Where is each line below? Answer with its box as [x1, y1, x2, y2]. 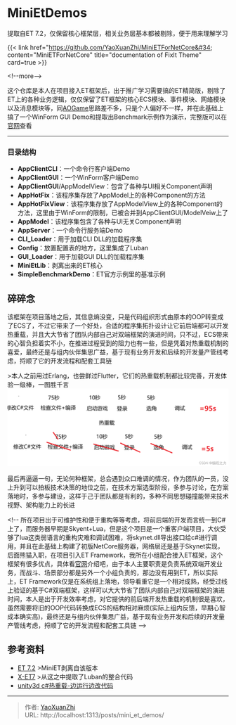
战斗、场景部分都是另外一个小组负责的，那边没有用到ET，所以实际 [25, 568, 218, 577]
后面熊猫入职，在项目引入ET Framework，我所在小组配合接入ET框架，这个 [7, 551, 223, 559]
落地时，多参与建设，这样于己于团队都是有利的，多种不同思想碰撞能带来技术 [7, 492, 229, 500]
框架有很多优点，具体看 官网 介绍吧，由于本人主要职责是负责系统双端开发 [7, 559, 216, 567]
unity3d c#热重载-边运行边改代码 [17, 681, 114, 690]
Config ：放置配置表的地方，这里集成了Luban [17, 244, 149, 252]
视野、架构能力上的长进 [7, 501, 75, 509]
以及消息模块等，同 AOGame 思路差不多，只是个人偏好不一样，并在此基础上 [7, 103, 224, 112]
